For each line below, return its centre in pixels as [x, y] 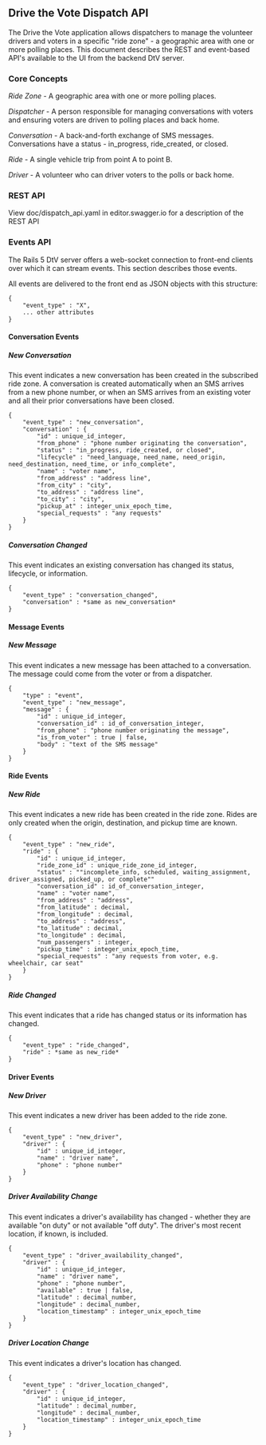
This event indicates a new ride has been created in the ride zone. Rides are [133, 814]
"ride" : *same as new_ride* [71, 1053]
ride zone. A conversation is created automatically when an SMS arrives [126, 384]
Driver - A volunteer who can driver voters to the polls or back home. [121, 175]
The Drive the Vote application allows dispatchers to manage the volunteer [131, 32]
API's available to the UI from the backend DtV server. [96, 58]
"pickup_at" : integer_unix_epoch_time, [105, 507]
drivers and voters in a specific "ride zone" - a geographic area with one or [131, 41]
